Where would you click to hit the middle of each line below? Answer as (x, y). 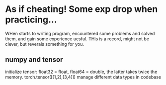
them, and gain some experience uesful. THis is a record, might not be (77, 39)
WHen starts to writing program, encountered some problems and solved (80, 33)
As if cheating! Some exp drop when (82, 9)
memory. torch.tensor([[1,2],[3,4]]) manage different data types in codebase (83, 77)
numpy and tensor (34, 60)
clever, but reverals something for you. (45, 44)
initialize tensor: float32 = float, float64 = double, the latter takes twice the (81, 72)
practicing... (31, 20)
